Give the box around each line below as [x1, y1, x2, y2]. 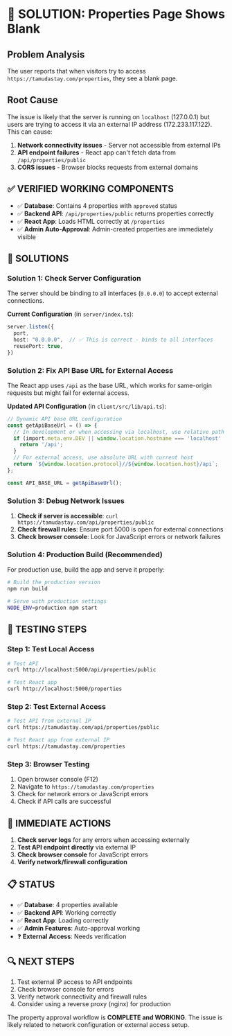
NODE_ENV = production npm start [7, 604, 98, 611]
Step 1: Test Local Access [7, 644, 95, 654]
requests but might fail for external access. [7, 388, 130, 397]
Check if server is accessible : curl [17, 512, 119, 520]
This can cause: [7, 128, 53, 136]
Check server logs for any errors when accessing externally [17, 835, 190, 844]
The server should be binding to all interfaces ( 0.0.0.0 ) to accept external [7, 289, 218, 297]
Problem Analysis [7, 49, 85, 60]
